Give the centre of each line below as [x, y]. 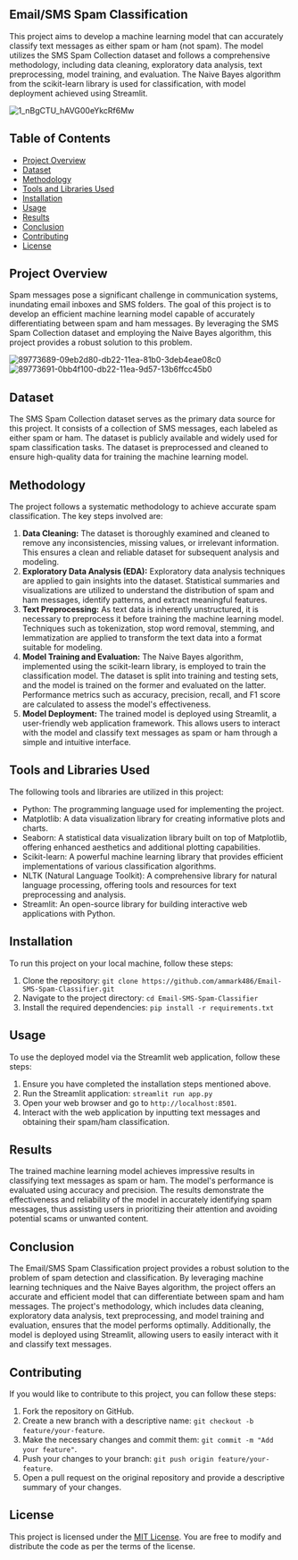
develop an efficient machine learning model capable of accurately [132, 314]
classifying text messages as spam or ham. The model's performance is [141, 1181]
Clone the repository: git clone [80, 980]
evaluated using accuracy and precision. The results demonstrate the [137, 1190]
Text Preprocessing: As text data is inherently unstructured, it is [140, 609]
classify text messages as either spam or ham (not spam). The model [137, 46]
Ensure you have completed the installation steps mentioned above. [147, 1084]
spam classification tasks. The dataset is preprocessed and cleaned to [139, 448]
